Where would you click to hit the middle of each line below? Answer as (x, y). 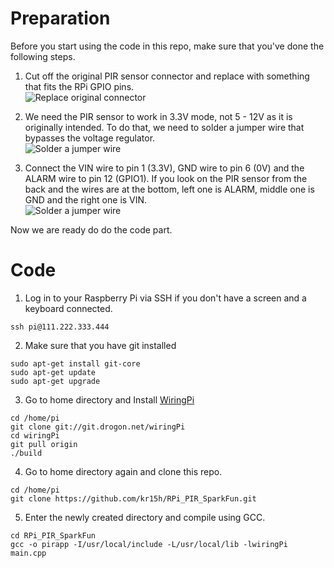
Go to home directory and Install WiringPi (109, 399)
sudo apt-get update (53, 372)
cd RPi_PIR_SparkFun (53, 535)
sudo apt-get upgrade (55, 381)
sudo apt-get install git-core (75, 363)
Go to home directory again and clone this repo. (123, 471)
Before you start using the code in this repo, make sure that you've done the (167, 46)
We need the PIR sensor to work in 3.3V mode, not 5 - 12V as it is (158, 116)
